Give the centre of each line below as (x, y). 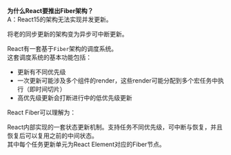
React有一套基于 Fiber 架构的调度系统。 (62, 49)
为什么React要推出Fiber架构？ (50, 11)
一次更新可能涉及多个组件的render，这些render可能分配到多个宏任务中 (118, 81)
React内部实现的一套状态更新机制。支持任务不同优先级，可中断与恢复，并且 (115, 127)
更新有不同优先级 (41, 72)
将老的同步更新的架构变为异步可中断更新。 (68, 34)
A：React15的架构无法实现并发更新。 (60, 19)
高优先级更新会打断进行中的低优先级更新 (74, 98)
